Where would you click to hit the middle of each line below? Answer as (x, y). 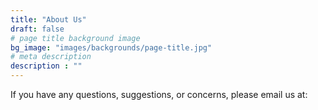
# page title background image (75, 38)
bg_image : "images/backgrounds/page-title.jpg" (111, 47)
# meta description (51, 57)
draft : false (37, 29)
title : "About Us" (48, 19)
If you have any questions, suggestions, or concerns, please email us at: (159, 94)
